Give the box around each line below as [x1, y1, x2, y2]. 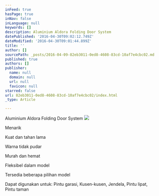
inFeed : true [5, 7, 31, 12]
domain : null [9, 75, 36, 80]
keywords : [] [5, 25, 31, 30]
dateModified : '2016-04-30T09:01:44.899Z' [5, 39, 92, 44]
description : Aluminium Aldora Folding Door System [5, 30, 111, 34]
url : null [9, 79, 29, 84]
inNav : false [5, 16, 31, 21]
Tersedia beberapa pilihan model [5, 172, 71, 178]
